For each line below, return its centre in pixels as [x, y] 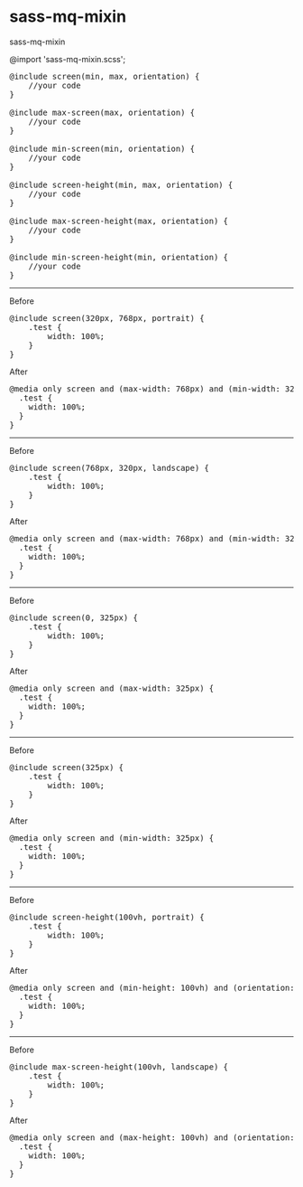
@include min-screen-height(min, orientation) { [119, 257]
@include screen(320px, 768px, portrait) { [107, 318]
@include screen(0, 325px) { [73, 617]
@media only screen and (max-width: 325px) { [112, 688]
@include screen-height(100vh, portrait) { [107, 917]
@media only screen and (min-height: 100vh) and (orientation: [152, 988]
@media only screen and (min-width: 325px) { [112, 838]
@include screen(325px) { [67, 767]
